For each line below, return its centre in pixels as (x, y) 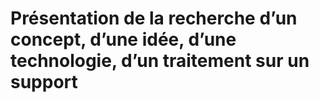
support (44, 82)
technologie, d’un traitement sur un (160, 61)
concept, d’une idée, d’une (123, 39)
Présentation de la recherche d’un (154, 18)
